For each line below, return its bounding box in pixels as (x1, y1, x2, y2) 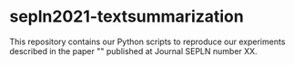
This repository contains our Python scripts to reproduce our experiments (9, 36, 286, 47)
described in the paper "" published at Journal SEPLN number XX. (9, 45, 258, 56)
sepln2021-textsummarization (9, 6, 244, 27)
